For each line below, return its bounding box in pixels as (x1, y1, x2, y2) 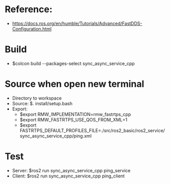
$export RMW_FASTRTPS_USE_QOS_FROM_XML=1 (19, 116, 128, 122)
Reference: (5, 4, 53, 15)
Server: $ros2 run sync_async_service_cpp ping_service (12, 167, 131, 173)
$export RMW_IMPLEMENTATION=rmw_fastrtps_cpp (19, 111, 131, 117)
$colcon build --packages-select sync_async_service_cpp (12, 60, 135, 67)
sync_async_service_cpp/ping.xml (19, 133, 92, 139)
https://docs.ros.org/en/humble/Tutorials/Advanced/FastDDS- (12, 20, 143, 26)
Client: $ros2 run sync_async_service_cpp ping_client (12, 173, 125, 179)
